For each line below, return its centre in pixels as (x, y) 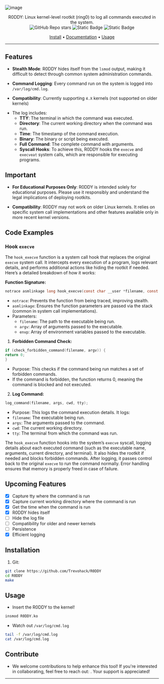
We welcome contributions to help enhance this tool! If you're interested (85, 666)
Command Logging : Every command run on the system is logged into (82, 83)
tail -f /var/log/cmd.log (31, 635)
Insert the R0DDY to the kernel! (43, 607)
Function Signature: (26, 282)
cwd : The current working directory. (47, 428)
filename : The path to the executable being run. (67, 321)
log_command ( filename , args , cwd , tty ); (47, 403)
